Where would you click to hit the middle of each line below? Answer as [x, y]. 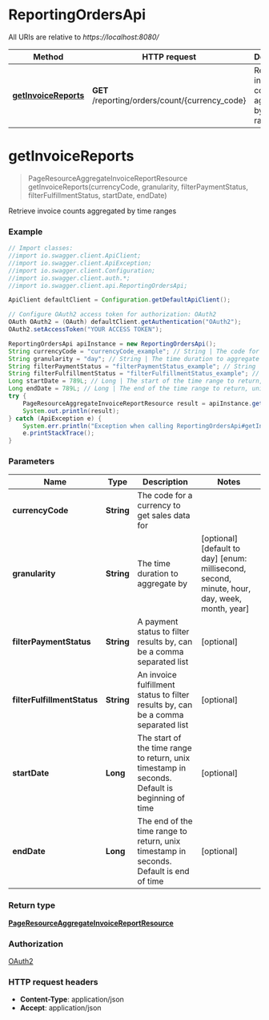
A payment [158, 621]
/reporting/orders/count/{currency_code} [169, 100]
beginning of [161, 798]
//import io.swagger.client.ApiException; [80, 263]
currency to [159, 505]
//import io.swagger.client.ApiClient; [75, 256]
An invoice [157, 675]
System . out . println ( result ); [71, 411]
